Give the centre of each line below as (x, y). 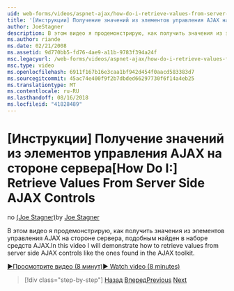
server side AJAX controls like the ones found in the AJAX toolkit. (101, 253)
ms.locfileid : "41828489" (45, 104)
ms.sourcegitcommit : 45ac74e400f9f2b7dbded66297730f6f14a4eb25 (101, 78)
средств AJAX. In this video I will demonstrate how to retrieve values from (113, 245)
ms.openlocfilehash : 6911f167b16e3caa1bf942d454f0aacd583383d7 (101, 72)
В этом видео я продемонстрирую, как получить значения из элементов (116, 230)
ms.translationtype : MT (42, 85)
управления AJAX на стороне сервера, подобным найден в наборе (108, 238)
